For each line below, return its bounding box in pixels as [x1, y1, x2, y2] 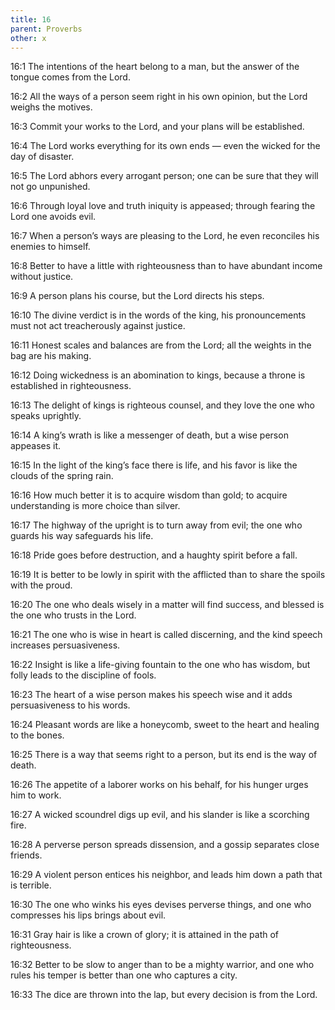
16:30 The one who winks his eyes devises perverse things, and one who [10, 899, 312, 911]
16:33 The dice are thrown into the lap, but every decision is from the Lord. [10, 989, 318, 1001]
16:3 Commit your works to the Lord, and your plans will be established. [10, 121, 305, 133]
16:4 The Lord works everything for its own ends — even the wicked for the [10, 140, 321, 152]
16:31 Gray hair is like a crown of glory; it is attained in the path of [10, 929, 280, 941]
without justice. [10, 271, 74, 283]
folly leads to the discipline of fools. [10, 669, 157, 681]
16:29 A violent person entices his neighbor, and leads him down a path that [10, 869, 323, 881]
